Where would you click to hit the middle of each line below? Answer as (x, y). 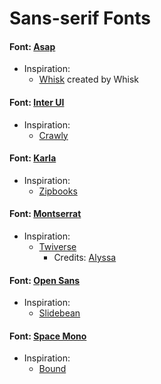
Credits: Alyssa (85, 257)
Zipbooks (58, 191)
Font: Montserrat (45, 214)
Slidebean (59, 313)
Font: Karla (33, 158)
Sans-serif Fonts (80, 18)
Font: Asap (32, 46)
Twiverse (57, 246)
